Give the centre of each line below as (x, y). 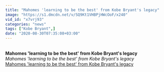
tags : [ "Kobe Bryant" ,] (30, 29)
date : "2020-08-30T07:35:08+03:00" (43, 33)
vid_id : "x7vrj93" (25, 19)
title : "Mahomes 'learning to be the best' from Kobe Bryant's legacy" (82, 10)
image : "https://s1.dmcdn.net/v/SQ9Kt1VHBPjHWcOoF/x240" (67, 15)
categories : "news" (26, 24)
